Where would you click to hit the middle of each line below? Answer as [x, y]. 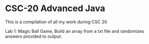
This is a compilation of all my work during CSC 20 [56, 22]
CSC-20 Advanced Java [55, 8]
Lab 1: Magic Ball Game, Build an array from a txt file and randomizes [75, 31]
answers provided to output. [34, 36]
